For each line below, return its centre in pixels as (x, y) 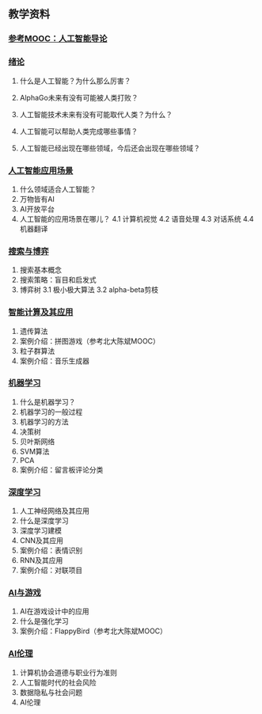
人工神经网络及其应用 (54, 511)
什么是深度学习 (44, 521)
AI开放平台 (37, 209)
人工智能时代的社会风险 (58, 682)
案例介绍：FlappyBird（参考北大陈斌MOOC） (93, 631)
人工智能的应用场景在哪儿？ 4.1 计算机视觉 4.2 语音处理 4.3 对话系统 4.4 (137, 218)
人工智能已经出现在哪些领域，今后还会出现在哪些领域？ (110, 148)
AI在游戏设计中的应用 (54, 611)
